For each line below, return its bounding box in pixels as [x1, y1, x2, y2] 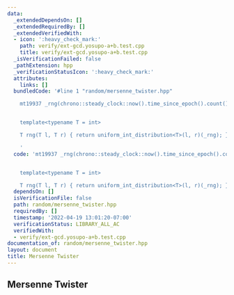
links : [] [19, 81, 49, 88]
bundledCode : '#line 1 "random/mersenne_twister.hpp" [13, 88, 173, 95]
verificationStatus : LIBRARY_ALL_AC [13, 221, 120, 228]
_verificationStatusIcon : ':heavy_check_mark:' [13, 68, 155, 75]
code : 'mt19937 [13, 150, 58, 157]
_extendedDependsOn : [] [13, 17, 82, 24]
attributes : [13, 74, 49, 82]
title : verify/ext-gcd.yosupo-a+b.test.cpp [19, 49, 148, 56]
